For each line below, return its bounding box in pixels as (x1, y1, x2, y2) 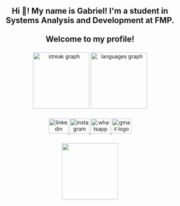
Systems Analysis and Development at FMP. (5, 16, 175, 26)
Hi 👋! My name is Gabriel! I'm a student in (11, 6, 169, 16)
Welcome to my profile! (45, 34, 135, 44)
